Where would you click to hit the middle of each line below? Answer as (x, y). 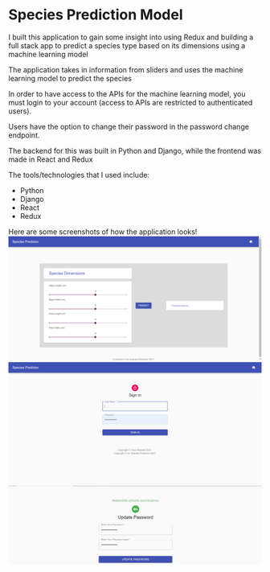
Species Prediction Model (96, 15)
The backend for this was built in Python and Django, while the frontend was (135, 150)
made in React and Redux (51, 159)
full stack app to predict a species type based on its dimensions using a (127, 45)
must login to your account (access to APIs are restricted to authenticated (131, 102)
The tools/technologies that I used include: (79, 175)
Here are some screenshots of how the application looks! (103, 232)
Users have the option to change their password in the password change (129, 126)
